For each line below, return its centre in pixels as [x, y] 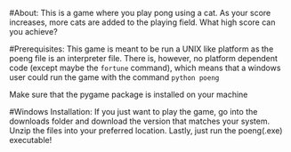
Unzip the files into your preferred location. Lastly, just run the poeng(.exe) [146, 131]
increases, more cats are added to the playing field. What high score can [142, 22]
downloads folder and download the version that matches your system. [139, 121]
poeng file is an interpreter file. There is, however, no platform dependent [144, 58]
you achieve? [33, 32]
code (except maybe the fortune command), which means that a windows [145, 68]
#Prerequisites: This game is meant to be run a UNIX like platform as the [141, 49]
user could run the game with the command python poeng [114, 77]
